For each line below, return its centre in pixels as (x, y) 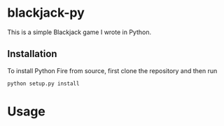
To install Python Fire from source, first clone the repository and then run (112, 70)
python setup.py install (43, 84)
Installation (32, 54)
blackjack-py (46, 13)
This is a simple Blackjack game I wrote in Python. (79, 32)
